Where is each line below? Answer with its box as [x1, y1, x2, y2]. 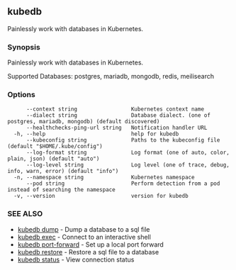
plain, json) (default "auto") [7, 155, 100, 162]
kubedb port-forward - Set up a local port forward [17, 240, 164, 249]
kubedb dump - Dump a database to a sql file [17, 225, 150, 233]
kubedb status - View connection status [17, 255, 135, 264]
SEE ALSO [7, 209, 43, 219]
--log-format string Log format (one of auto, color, [26, 149, 230, 157]
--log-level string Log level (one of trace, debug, [26, 162, 230, 169]
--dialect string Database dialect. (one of [26, 112, 211, 119]
